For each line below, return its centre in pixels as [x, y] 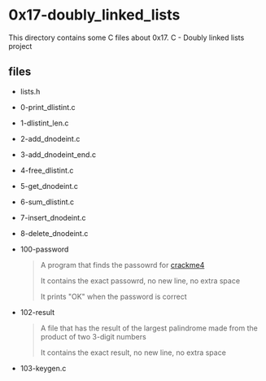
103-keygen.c [43, 368]
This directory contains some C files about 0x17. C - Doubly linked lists [126, 37]
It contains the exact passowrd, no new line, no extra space [140, 280]
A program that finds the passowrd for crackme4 [122, 265]
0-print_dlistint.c [48, 107]
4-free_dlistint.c [47, 170]
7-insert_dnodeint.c [53, 217]
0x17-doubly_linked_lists [94, 15]
